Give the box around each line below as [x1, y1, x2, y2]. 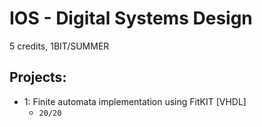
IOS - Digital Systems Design [9, 7, 253, 30]
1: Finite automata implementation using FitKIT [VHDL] [23, 95, 247, 107]
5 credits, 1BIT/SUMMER [9, 40, 110, 52]
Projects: [9, 69, 67, 86]
